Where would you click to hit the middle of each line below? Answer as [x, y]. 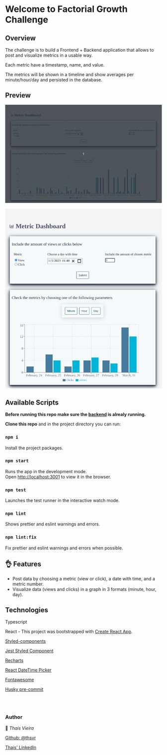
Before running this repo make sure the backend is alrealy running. [76, 415]
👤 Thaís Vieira [19, 728]
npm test [16, 490]
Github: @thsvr [21, 738]
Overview [21, 38]
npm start [17, 461]
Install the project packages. [34, 448]
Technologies [27, 610]
